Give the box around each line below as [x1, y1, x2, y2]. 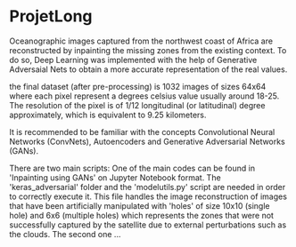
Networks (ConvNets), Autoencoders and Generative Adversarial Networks [9, 136, 285, 147]
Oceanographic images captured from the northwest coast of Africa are [9, 36, 274, 46]
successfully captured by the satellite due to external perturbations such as [9, 219, 287, 230]
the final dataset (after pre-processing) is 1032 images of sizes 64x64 [9, 81, 267, 92]
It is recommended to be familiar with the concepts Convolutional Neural [9, 126, 275, 137]
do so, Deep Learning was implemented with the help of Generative [9, 54, 258, 65]
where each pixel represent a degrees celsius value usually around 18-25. [9, 91, 280, 101]
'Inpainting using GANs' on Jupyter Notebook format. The [9, 171, 221, 183]
